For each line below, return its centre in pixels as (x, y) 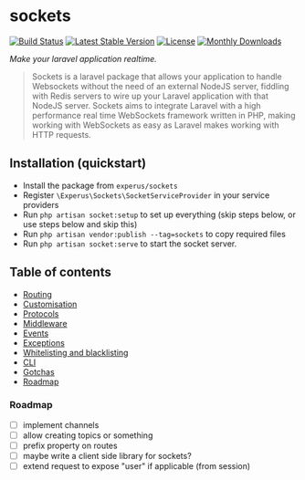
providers (41, 204)
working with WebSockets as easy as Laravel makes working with (156, 125)
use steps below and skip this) (80, 224)
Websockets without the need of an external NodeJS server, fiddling (160, 86)
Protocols (41, 313)
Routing (37, 294)
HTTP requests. (61, 134)
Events (36, 333)
